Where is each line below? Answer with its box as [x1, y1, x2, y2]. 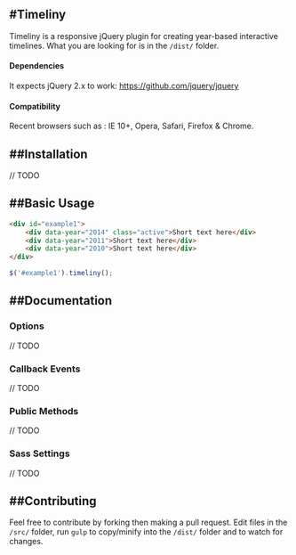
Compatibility [9, 101, 60, 111]
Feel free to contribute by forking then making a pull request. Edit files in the [9, 517, 288, 528]
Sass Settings [9, 447, 70, 460]
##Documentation [9, 293, 113, 308]
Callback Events [9, 363, 81, 375]
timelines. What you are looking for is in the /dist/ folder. [9, 40, 220, 51]
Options [9, 320, 44, 332]
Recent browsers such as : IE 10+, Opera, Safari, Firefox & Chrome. [9, 120, 254, 132]
